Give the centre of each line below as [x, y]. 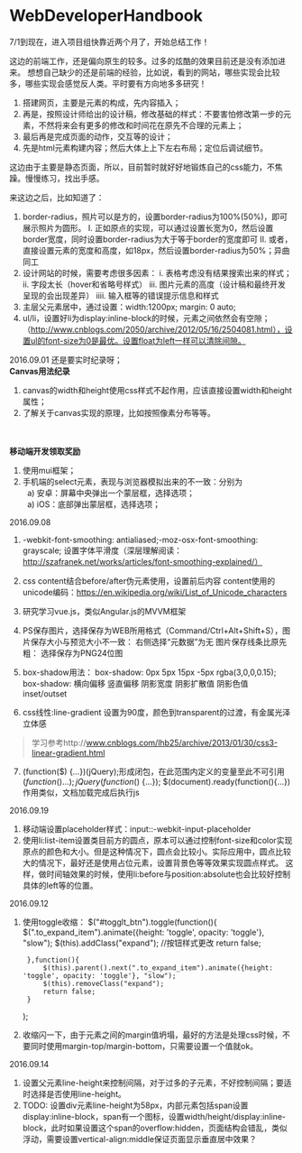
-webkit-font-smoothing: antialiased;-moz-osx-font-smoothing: [140, 540]
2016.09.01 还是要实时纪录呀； [66, 360]
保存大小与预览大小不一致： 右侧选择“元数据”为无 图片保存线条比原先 [159, 641]
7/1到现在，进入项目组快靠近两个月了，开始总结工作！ [110, 42]
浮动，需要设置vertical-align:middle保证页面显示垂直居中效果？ [139, 1139]
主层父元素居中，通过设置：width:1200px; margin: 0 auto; [129, 307]
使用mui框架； [49, 470]
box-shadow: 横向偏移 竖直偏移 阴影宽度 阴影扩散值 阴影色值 [135, 683]
